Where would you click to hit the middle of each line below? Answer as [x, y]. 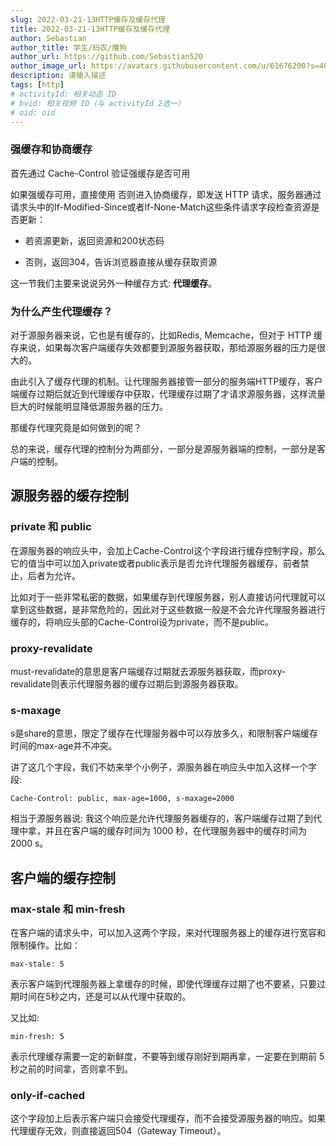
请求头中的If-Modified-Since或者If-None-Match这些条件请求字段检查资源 [161, 207]
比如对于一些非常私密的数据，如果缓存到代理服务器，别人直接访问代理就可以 [168, 597]
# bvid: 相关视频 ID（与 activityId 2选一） [97, 103]
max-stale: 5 [37, 964]
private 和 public [51, 527]
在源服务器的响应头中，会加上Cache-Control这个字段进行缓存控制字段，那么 [168, 550]
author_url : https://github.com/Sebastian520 [106, 57]
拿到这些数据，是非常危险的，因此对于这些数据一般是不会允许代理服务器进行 [168, 609]
